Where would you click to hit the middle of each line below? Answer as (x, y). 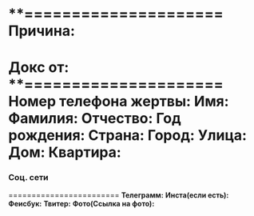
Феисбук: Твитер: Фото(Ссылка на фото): (81, 203)
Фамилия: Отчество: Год (95, 119)
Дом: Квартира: (65, 152)
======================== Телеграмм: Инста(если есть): (119, 195)
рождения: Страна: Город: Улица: (128, 136)
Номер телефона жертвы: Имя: (119, 102)
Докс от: (39, 68)
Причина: (42, 31)
